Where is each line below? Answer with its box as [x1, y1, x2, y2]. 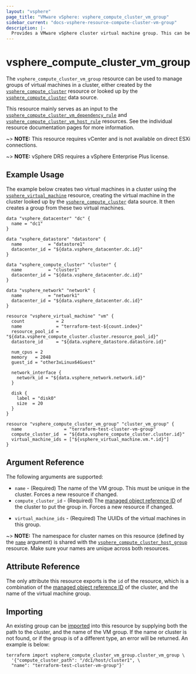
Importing [6, 606, 43, 616]
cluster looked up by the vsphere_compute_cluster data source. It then [6, 198, 175, 205]
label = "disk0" [16, 395, 57, 401]
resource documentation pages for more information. [6, 124, 135, 131]
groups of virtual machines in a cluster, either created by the [6, 82, 152, 89]
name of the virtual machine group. [6, 589, 91, 597]
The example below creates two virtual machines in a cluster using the [6, 186, 177, 193]
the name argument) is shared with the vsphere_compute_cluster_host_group [6, 538, 188, 545]
